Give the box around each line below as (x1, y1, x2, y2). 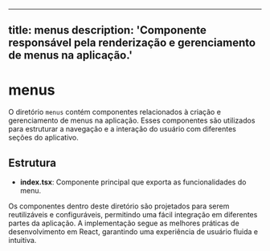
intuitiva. (8, 236, 37, 245)
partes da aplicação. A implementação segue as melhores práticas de (8, 218, 239, 229)
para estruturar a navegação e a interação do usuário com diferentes (8, 124, 237, 134)
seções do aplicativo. (8, 133, 79, 143)
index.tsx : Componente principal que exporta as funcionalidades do (19, 177, 247, 187)
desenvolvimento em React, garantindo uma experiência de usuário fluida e (8, 227, 259, 237)
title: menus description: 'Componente (8, 23, 207, 37)
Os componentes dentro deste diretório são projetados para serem (8, 201, 230, 211)
